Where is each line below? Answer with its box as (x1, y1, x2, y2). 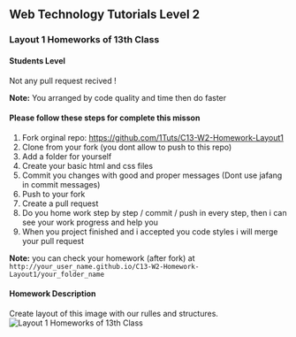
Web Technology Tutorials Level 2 (9, 7, 201, 22)
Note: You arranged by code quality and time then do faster (9, 92, 227, 103)
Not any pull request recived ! (9, 75, 117, 86)
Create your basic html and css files (21, 160, 153, 171)
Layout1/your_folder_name (9, 270, 104, 279)
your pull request (21, 235, 85, 246)
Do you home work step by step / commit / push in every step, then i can (21, 207, 287, 218)
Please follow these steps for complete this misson (9, 112, 201, 123)
